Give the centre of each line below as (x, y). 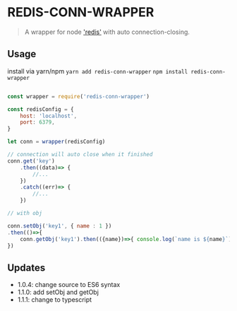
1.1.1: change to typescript (55, 300)
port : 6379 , (37, 122)
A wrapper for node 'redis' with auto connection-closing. (107, 32)
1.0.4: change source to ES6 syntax (69, 285)
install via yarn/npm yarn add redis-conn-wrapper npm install (98, 71)
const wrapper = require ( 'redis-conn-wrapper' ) (79, 96)
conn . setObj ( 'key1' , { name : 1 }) (60, 226)
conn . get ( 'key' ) (31, 161)
